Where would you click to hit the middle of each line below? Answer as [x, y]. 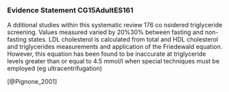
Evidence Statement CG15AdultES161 [70, 10]
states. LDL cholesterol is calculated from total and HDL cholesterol [123, 40]
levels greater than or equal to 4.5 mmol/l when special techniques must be [113, 61]
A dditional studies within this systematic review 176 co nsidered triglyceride [115, 25]
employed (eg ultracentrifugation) [55, 68]
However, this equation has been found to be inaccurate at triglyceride [107, 54]
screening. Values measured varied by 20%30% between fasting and [105, 32]
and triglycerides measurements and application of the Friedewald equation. [115, 47]
